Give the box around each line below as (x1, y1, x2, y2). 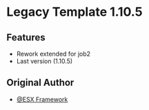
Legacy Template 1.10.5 (6, 4, 143, 20)
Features (6, 32, 46, 43)
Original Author (6, 77, 74, 89)
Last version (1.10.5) (16, 57, 73, 65)
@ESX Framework (16, 95, 68, 103)
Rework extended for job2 (16, 49, 91, 58)
